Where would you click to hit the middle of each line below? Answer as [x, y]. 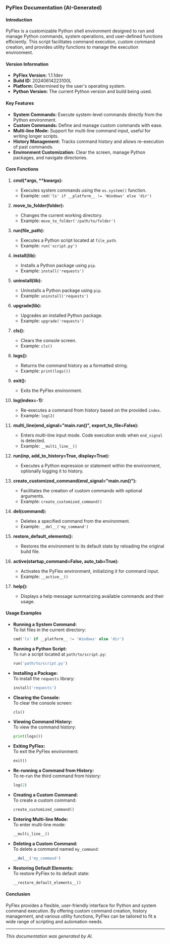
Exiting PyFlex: [29, 746]
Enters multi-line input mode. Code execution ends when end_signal [92, 435]
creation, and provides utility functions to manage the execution [72, 47]
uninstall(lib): [27, 280]
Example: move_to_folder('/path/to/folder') [68, 221]
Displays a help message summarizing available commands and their [92, 596]
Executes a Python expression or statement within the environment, [91, 465]
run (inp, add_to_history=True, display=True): [61, 456]
